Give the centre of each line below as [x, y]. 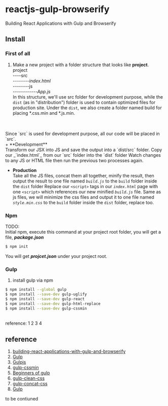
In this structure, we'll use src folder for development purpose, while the [88, 97]
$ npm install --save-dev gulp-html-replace [53, 304]
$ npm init [17, 246]
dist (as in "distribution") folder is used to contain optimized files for [84, 102]
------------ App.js [31, 92]
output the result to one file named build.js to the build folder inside [85, 181]
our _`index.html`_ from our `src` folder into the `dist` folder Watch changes [83, 155]
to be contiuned [22, 399]
